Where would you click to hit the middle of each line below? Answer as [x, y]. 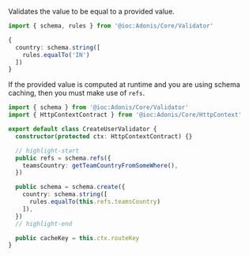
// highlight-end [44, 224]
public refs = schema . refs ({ [63, 158]
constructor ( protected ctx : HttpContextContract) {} [104, 136]
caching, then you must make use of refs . [76, 93]
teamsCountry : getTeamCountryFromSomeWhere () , [100, 165]
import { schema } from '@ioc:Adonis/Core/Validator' [99, 107]
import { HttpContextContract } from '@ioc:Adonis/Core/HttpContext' [125, 115]
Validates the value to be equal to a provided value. [92, 11]
